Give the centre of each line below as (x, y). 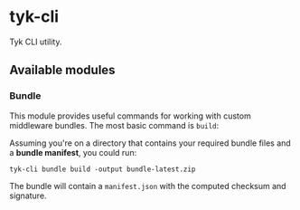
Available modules (62, 70)
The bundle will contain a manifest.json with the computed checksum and (148, 186)
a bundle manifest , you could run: (73, 152)
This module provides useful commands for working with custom (130, 116)
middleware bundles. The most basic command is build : (114, 125)
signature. (28, 196)
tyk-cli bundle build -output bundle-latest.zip (103, 169)
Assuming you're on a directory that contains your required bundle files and (150, 143)
